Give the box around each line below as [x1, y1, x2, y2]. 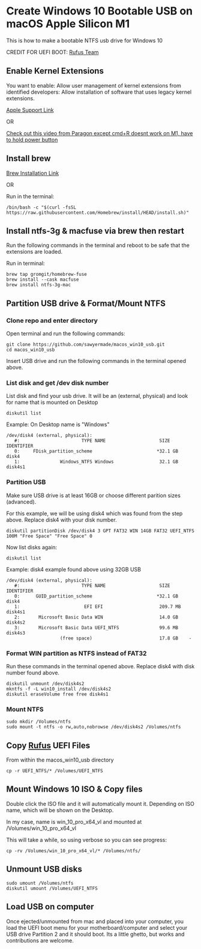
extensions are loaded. [6, 248, 63, 255]
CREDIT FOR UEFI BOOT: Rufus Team [6, 48, 99, 55]
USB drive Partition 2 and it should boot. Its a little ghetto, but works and [6, 930, 185, 938]
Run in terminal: [6, 260, 45, 267]
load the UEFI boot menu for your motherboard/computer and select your [6, 924, 188, 931]
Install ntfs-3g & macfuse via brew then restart [6, 225, 184, 236]
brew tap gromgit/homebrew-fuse [6, 272, 87, 278]
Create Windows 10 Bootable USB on [6, 4, 193, 18]
